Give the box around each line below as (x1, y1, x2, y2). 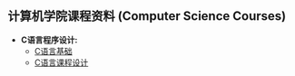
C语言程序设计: (20, 34, 78, 45)
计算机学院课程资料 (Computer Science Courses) (7, 8, 287, 24)
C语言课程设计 (34, 57, 89, 68)
